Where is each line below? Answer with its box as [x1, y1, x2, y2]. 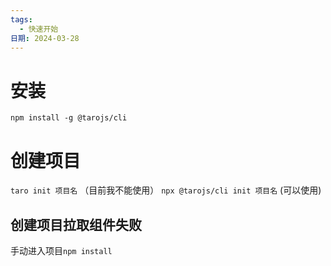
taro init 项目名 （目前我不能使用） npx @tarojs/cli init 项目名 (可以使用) [10, 184, 322, 196]
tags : [10, 14, 33, 25]
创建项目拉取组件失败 [10, 216, 142, 233]
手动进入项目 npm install [10, 245, 113, 257]
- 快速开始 [19, 24, 59, 34]
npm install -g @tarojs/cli [10, 113, 128, 123]
